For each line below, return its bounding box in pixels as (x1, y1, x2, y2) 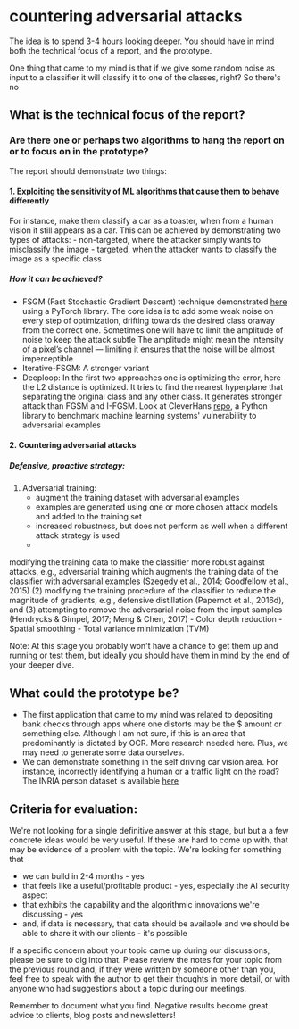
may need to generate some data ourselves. (21, 747, 185, 758)
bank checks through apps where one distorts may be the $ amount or (21, 718, 283, 729)
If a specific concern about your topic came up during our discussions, (9, 944, 270, 956)
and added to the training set (35, 511, 143, 522)
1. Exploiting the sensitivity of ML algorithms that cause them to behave (9, 186, 280, 197)
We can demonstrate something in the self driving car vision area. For (21, 757, 279, 768)
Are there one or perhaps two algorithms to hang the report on (9, 134, 285, 146)
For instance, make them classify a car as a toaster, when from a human (9, 215, 274, 226)
